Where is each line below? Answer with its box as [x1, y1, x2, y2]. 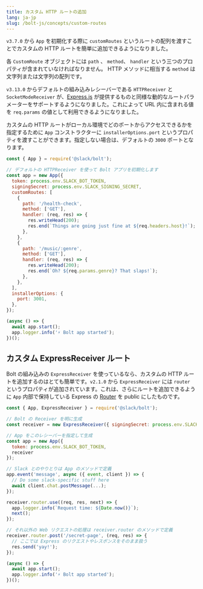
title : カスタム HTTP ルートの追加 [6, 8, 86, 15]
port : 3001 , [17, 296, 47, 302]
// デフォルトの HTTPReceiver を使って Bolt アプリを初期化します [6, 167, 158, 173]
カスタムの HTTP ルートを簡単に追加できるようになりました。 [16, 45, 172, 52]
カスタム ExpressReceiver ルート [6, 353, 131, 363]
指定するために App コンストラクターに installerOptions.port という [6, 129, 178, 136]
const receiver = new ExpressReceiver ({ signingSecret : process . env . [6, 422, 185, 428]
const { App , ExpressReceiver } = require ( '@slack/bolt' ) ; [6, 405, 158, 411]
